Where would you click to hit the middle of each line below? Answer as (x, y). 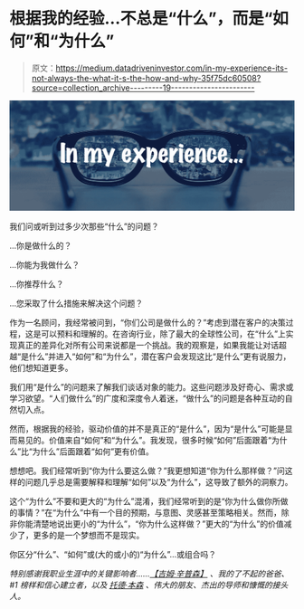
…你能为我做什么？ (45, 265)
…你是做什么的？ (41, 246)
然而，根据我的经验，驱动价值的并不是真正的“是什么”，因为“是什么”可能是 (147, 429)
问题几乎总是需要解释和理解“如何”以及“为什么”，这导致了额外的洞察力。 (159, 482)
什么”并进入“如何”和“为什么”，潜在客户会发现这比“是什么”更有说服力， (160, 357)
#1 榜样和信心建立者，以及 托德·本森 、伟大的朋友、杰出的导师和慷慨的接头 (149, 585)
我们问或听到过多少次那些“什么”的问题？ (85, 226)
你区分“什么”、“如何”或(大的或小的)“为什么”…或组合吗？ (113, 555)
